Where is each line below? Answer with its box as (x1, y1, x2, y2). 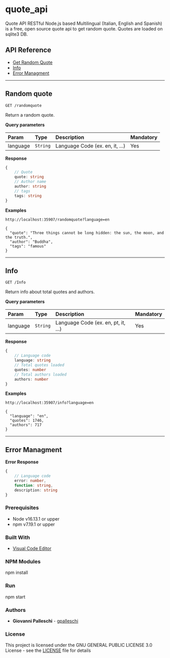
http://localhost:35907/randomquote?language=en (5, 217, 110, 222)
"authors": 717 (10, 422, 42, 428)
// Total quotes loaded (14, 362, 65, 368)
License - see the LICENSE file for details (5, 647, 91, 653)
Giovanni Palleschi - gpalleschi (12, 617, 78, 624)
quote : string (14, 174, 44, 179)
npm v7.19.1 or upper (12, 521, 55, 527)
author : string (14, 184, 47, 189)
